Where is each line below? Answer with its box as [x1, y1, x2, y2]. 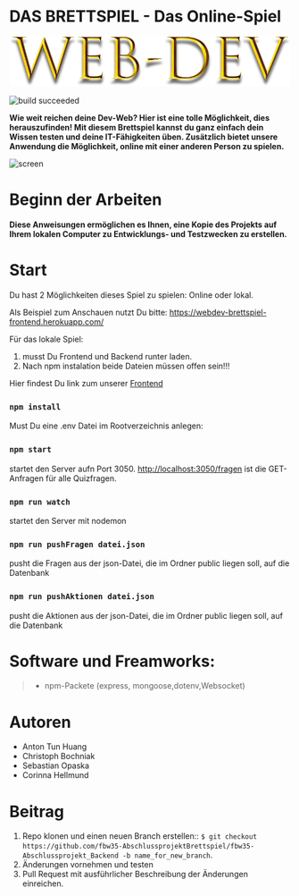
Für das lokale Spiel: [9, 334, 84, 345]
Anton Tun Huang [21, 741, 87, 752]
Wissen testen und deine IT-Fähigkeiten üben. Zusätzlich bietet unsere [9, 131, 278, 142]
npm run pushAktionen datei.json [9, 592, 154, 602]
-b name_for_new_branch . [121, 850, 213, 860]
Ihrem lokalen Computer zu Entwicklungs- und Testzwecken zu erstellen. [9, 229, 287, 240]
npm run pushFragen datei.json [9, 539, 145, 549]
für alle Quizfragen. [46, 472, 118, 484]
